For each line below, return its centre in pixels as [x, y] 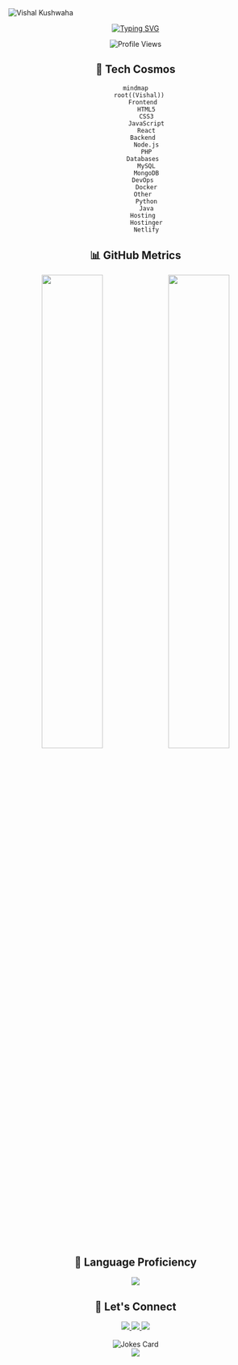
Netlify [146, 230]
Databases [143, 159]
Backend [143, 138]
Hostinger [146, 223]
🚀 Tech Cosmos [136, 69]
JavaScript [146, 123]
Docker [146, 187]
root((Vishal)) [140, 95]
